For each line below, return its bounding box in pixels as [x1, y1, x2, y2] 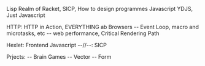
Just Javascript [6, 12, 45, 19]
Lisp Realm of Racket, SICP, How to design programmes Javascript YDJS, [6, 5, 193, 12]
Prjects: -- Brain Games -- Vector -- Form [6, 53, 112, 60]
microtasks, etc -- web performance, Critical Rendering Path [6, 30, 160, 37]
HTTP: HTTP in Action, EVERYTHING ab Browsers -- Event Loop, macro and [6, 24, 199, 30]
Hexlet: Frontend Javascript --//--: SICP [6, 42, 107, 48]
